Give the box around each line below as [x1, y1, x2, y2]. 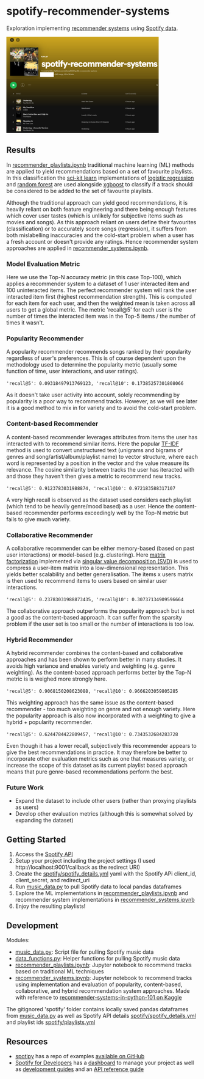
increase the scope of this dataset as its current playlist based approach [6, 762, 188, 769]
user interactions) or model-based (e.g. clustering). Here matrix [6, 551, 166, 558]
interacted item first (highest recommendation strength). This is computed [6, 293, 192, 300]
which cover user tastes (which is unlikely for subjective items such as [6, 212, 183, 219]
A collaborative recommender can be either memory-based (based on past [6, 544, 195, 552]
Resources [6, 1036, 48, 1047]
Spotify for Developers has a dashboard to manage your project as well [15, 1059, 194, 1066]
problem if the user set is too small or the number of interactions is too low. [6, 620, 195, 627]
